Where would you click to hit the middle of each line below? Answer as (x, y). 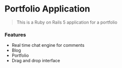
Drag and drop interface (36, 61)
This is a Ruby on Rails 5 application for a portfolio (67, 22)
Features (15, 35)
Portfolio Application (47, 9)
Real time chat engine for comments (48, 45)
